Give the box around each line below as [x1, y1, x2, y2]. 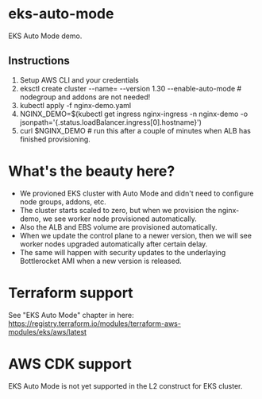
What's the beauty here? [8, 162, 175, 180]
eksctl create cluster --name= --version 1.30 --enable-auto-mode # [19, 83, 242, 93]
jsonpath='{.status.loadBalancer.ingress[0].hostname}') [19, 117, 202, 127]
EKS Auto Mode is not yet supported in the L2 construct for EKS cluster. [8, 381, 243, 390]
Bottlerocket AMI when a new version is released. [19, 256, 183, 265]
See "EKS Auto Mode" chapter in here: [8, 310, 134, 320]
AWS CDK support [8, 354, 133, 373]
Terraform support [8, 284, 133, 302]
